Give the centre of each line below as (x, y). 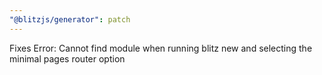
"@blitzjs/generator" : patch (70, 19)
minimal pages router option (67, 58)
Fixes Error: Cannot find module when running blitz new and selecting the (161, 48)
